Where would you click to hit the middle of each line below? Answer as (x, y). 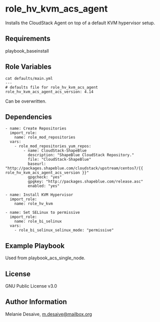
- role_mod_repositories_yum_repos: (53, 146)
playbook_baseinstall (27, 51)
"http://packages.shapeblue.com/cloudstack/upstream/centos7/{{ (74, 168)
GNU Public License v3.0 (31, 286)
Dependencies (29, 117)
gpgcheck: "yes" (45, 177)
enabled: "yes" (43, 186)
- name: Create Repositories (36, 129)
